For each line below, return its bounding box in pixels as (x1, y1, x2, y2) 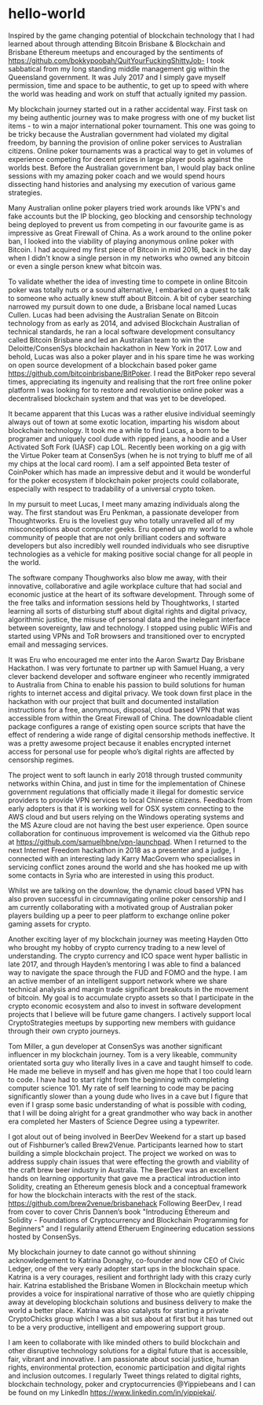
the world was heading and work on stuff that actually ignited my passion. (8, 89, 247, 98)
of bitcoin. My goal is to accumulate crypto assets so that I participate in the (8, 992, 254, 1002)
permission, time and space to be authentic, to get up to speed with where (8, 80, 249, 90)
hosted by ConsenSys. (8, 1231, 82, 1242)
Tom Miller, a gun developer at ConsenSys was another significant (8, 1041, 222, 1051)
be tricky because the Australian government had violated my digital (8, 129, 229, 138)
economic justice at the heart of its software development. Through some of (8, 589, 255, 599)
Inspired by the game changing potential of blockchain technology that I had (8, 31, 255, 40)
